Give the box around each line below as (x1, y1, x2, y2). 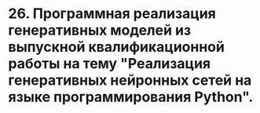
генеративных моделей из (8, 21, 191, 39)
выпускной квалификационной (8, 38, 225, 56)
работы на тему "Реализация (8, 55, 211, 73)
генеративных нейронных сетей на (8, 71, 252, 89)
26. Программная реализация (8, 5, 216, 23)
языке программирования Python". (8, 88, 254, 106)
